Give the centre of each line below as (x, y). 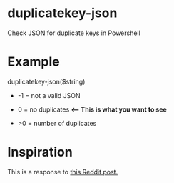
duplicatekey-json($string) (46, 81)
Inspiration (40, 152)
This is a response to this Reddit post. (63, 172)
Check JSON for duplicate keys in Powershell (74, 33)
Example (34, 62)
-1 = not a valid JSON (49, 95)
